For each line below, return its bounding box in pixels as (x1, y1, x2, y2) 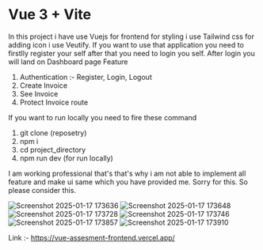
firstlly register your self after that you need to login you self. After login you (8, 48, 255, 58)
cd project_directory (19, 145, 86, 154)
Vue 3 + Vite (8, 6, 92, 24)
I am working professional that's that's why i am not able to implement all (8, 169, 246, 178)
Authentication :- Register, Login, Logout (19, 72, 152, 81)
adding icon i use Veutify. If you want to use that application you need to (8, 40, 244, 49)
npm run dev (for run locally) (19, 153, 113, 163)
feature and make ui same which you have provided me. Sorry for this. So (8, 176, 248, 187)
